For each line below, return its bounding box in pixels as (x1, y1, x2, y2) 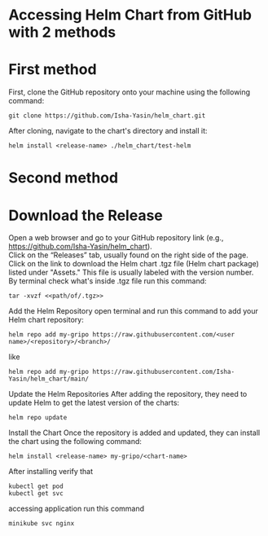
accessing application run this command (8, 503, 145, 514)
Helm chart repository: (8, 315, 84, 325)
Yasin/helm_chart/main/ (8, 375, 90, 384)
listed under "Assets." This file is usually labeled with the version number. (8, 267, 254, 278)
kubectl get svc (8, 490, 64, 498)
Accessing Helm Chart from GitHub (8, 6, 253, 24)
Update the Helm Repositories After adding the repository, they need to (8, 389, 248, 399)
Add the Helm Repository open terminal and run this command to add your (8, 306, 259, 316)
